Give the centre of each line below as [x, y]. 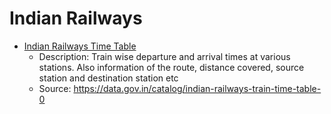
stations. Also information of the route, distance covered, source [171, 67]
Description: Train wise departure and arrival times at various [164, 56]
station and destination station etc [108, 78]
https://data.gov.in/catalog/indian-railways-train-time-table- [197, 88]
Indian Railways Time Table [80, 46]
